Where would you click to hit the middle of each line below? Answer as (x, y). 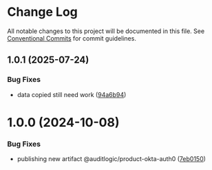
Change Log (42, 12)
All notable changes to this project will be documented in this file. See (106, 31)
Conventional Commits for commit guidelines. (72, 38)
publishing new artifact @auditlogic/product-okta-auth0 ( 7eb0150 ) (112, 159)
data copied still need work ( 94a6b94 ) (72, 94)
